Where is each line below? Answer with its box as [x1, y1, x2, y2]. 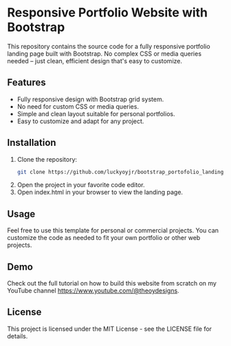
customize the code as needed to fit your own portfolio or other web [7, 234, 201, 242]
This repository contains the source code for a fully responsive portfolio [7, 42, 211, 50]
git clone [16, 169, 46, 175]
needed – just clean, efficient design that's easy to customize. [7, 56, 182, 65]
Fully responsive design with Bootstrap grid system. [16, 95, 164, 103]
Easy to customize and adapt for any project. [16, 117, 144, 125]
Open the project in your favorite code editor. [16, 181, 145, 189]
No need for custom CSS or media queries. [16, 102, 140, 111]
